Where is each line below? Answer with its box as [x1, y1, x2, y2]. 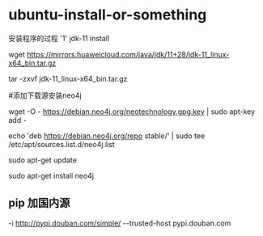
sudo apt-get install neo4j [8, 171, 95, 180]
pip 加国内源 [8, 196, 70, 210]
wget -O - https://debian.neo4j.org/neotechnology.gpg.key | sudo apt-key [8, 107, 256, 116]
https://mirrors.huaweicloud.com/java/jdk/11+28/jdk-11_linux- [27, 49, 230, 59]
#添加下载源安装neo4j [8, 91, 83, 100]
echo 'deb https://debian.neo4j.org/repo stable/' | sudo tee [8, 131, 206, 141]
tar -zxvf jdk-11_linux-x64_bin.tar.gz [8, 74, 128, 83]
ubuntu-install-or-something [8, 6, 207, 24]
